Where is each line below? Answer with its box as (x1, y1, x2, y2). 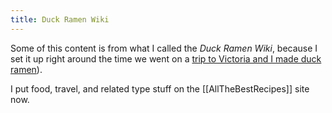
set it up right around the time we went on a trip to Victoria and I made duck (10, 52, 322, 65)
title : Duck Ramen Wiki (10, 14, 110, 25)
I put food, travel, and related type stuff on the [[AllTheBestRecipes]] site (10, 82, 310, 95)
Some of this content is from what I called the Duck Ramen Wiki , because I (10, 42, 318, 54)
